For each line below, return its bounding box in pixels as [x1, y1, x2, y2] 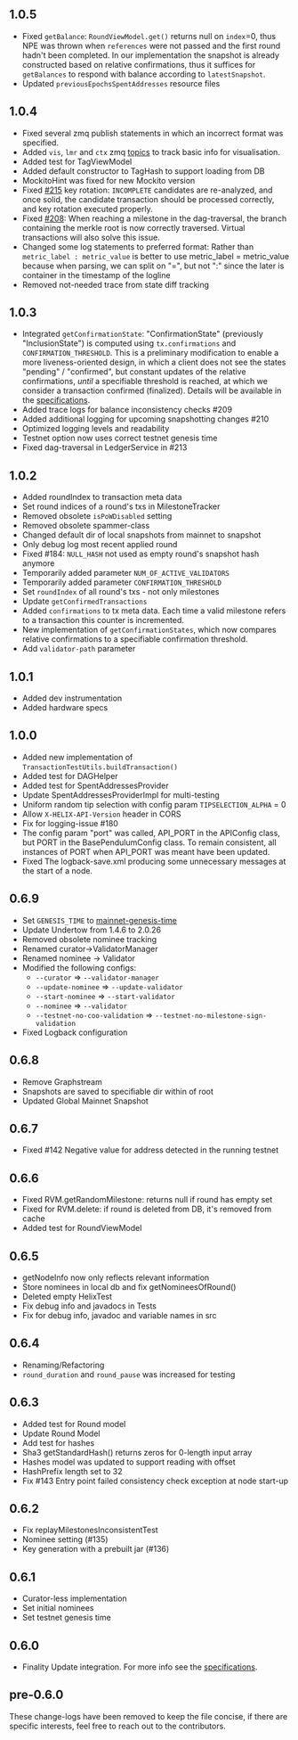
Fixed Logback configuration [21, 1027, 128, 1038]
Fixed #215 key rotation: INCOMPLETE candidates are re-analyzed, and [21, 185, 273, 195]
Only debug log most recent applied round [21, 539, 178, 550]
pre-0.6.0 [9, 1687, 64, 1703]
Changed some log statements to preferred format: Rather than [21, 241, 254, 252]
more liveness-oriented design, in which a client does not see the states [21, 357, 286, 368]
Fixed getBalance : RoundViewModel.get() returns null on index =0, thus [21, 30, 277, 41]
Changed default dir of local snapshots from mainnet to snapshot [21, 529, 262, 540]
